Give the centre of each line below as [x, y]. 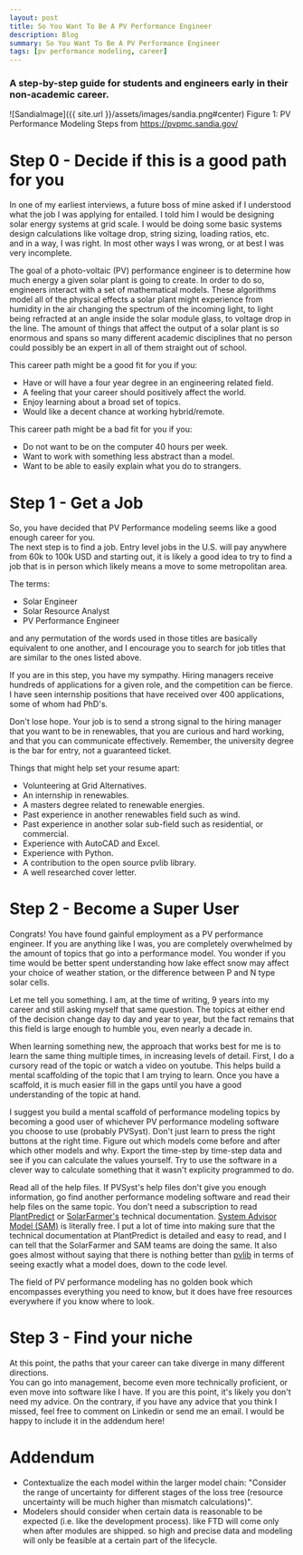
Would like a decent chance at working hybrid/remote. [123, 412]
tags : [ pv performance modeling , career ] [89, 52]
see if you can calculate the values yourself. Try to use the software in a [143, 1161]
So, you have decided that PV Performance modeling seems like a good [143, 528]
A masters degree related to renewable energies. [114, 805]
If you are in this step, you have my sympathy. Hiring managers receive [142, 675]
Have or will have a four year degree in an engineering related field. [148, 383]
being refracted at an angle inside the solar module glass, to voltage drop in [150, 319]
